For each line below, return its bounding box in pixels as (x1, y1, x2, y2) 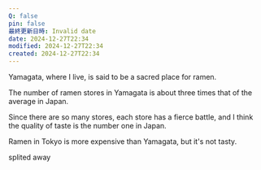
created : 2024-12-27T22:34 (8, 50, 100, 58)
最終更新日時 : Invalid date (8, 27, 96, 35)
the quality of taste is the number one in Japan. (8, 121, 167, 130)
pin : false (8, 20, 46, 28)
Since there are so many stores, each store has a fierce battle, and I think (8, 112, 254, 122)
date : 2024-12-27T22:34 (8, 34, 89, 43)
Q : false (8, 11, 38, 20)
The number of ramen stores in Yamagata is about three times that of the (8, 88, 253, 98)
